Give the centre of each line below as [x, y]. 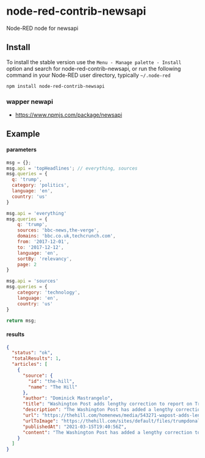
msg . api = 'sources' [33, 281]
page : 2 [27, 264]
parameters [21, 150]
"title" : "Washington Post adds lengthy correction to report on [107, 404]
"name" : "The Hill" [53, 387]
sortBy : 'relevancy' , [45, 259]
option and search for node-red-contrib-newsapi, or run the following [94, 68]
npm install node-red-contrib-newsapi [56, 86]
